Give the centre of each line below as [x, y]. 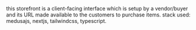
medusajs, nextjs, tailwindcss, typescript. [56, 21]
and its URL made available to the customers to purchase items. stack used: [98, 15]
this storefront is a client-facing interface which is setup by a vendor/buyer [97, 9]
